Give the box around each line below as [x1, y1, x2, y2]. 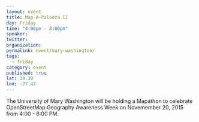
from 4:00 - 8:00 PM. [6, 110, 59, 117]
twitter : [6, 36, 28, 42]
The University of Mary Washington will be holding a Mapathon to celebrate [6, 97, 193, 105]
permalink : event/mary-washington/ [6, 48, 95, 54]
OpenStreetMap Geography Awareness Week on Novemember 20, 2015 [6, 104, 184, 111]
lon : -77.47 [6, 81, 36, 87]
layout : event [6, 8, 42, 15]
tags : [6, 53, 20, 59]
